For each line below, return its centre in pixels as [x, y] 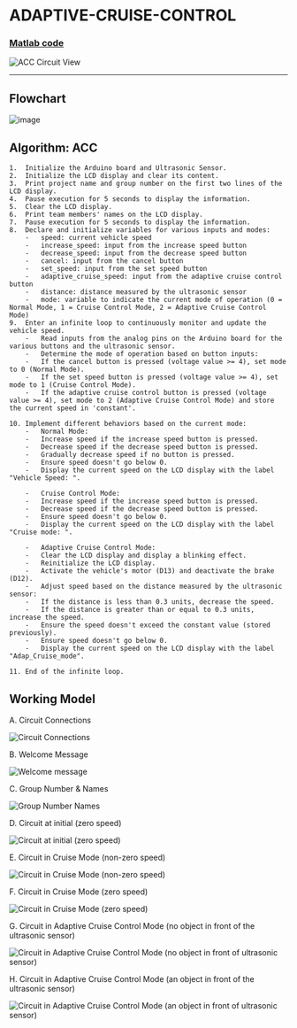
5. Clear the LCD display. [61, 207]
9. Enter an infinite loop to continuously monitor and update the [138, 323]
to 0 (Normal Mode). [47, 370]
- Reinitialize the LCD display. [91, 563]
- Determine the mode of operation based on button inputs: [142, 354]
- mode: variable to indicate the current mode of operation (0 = [154, 300]
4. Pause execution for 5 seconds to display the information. [130, 199]
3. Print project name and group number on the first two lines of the [146, 184]
